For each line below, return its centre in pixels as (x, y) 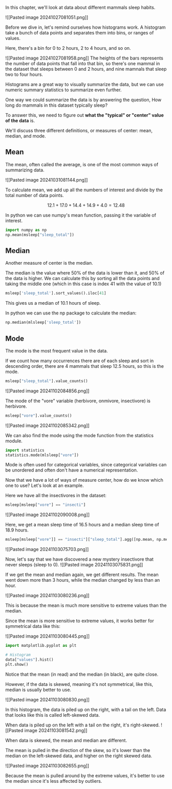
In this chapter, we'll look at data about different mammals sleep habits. (80, 7)
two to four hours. (24, 74)
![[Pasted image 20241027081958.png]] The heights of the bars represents (84, 58)
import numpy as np (26, 230)
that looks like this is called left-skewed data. (52, 715)
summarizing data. (25, 170)
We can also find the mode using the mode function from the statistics (79, 435)
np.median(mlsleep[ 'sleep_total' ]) (43, 323)
